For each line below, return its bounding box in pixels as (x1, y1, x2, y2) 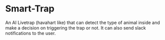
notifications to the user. (5, 30, 56, 36)
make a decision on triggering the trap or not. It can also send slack (5, 24, 146, 30)
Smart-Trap (5, 3, 55, 14)
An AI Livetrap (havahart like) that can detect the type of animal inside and (5, 19, 160, 25)
